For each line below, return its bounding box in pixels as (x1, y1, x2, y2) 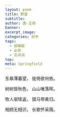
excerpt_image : (5, 30, 36, 35)
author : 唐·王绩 (5, 20, 36, 26)
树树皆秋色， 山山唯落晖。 (5, 86, 58, 92)
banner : (5, 25, 21, 30)
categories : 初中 (5, 35, 39, 39)
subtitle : (5, 16, 25, 21)
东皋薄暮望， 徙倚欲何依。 (5, 76, 58, 81)
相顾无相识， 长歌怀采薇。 (5, 107, 58, 113)
